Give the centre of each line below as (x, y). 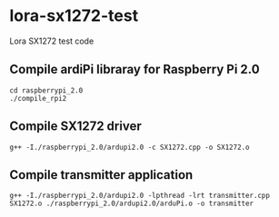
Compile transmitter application (101, 175)
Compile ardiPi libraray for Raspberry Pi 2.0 (135, 69)
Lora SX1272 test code (52, 41)
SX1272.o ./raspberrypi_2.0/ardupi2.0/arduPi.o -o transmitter (132, 204)
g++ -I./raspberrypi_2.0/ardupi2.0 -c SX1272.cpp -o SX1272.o (130, 147)
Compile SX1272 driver (76, 127)
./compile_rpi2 (38, 98)
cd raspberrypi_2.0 (46, 90)
